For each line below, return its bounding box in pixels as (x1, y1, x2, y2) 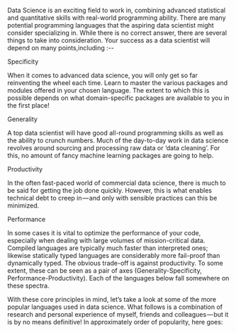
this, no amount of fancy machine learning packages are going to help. (7, 152, 214, 159)
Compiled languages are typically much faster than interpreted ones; (7, 244, 208, 252)
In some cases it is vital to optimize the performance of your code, (7, 229, 201, 237)
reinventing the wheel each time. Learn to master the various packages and (7, 79, 228, 87)
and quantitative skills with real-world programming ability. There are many (7, 13, 226, 22)
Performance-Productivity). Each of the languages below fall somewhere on (7, 274, 230, 282)
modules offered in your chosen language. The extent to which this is (7, 86, 210, 94)
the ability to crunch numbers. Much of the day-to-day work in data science (7, 136, 229, 145)
